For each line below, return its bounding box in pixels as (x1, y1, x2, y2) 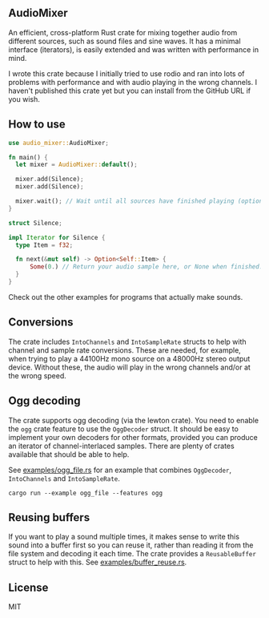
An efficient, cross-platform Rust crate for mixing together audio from (8, 27, 238, 37)
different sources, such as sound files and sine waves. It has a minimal (8, 36, 242, 46)
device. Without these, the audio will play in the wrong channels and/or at (8, 362, 251, 372)
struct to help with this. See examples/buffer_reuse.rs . (8, 557, 187, 568)
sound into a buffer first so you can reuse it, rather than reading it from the (8, 540, 254, 550)
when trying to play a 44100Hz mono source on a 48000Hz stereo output (8, 353, 251, 363)
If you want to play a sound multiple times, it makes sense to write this (8, 532, 240, 542)
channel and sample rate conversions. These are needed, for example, (8, 345, 242, 355)
